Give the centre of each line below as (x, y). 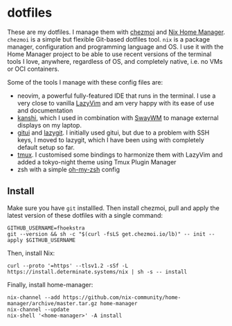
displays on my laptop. (49, 125)
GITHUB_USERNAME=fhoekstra (46, 228)
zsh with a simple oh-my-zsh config (68, 169)
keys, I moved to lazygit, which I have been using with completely (110, 139)
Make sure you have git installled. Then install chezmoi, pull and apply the (113, 208)
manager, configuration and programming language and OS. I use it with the (115, 46)
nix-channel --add (34, 297)
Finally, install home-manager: (50, 284)
